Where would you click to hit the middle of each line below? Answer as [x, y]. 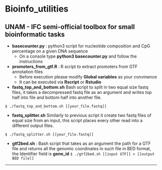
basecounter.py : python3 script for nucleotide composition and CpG [81, 46]
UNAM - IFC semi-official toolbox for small [70, 27]
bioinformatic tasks [35, 34]
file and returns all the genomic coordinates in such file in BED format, [81, 148]
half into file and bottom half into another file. [57, 97]
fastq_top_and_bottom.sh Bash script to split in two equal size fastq [80, 87]
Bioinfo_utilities [37, 9]
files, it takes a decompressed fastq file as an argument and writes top [82, 92]
